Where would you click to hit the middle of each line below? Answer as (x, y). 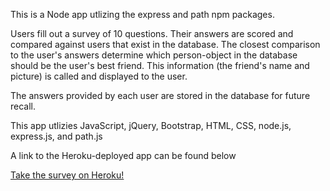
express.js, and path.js (56, 136)
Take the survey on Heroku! (67, 175)
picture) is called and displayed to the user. (99, 76)
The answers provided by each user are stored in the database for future (160, 95)
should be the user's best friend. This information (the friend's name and (160, 65)
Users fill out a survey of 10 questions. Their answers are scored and (152, 33)
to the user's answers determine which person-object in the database (154, 55)
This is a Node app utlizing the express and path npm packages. (142, 14)
